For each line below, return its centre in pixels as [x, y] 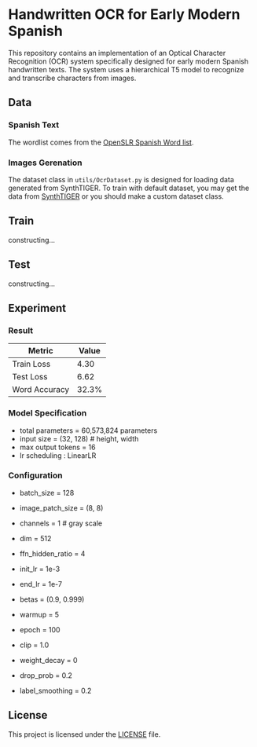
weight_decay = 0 [48, 660]
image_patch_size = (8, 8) [61, 507]
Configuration [35, 475]
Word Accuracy [41, 390]
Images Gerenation [45, 163]
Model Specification [48, 413]
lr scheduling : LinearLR [58, 455]
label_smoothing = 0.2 [55, 690]
